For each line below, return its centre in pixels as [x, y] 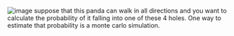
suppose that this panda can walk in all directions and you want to [130, 11]
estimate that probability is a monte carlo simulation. [84, 25]
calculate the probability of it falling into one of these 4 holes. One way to [115, 18]
